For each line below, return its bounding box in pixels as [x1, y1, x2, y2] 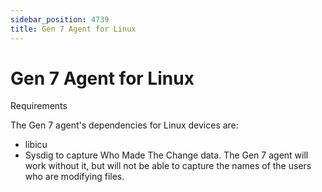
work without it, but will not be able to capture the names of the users [24, 160, 312, 172]
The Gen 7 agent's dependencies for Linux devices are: [10, 119, 239, 131]
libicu [24, 139, 48, 151]
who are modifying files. [24, 171, 125, 183]
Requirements [10, 100, 68, 112]
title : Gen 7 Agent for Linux [10, 24, 137, 34]
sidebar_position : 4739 [10, 14, 110, 25]
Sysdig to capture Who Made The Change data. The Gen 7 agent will [24, 149, 309, 161]
